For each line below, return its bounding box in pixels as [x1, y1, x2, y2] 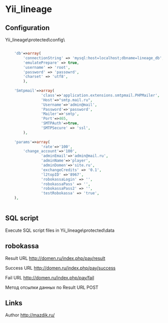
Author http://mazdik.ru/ [5, 312, 55, 318]
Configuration [5, 24, 50, 32]
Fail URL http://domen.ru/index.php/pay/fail [5, 274, 94, 280]
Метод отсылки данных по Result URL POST [5, 284, 98, 290]
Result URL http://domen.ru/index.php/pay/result [5, 255, 105, 261]
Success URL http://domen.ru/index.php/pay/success [5, 265, 116, 271]
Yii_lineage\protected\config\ [5, 37, 65, 43]
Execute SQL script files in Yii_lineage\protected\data [5, 227, 115, 233]
